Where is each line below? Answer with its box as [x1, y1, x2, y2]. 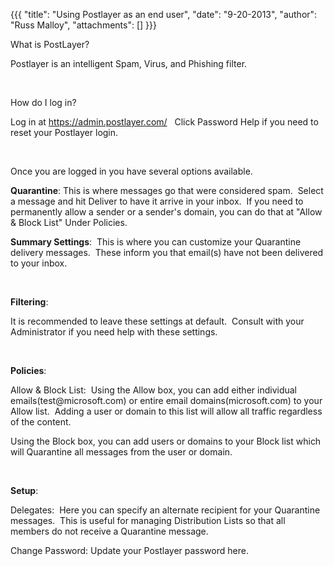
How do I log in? [10, 97, 77, 108]
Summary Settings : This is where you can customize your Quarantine [10, 236, 302, 248]
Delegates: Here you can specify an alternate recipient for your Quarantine [10, 504, 321, 516]
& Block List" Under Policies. [10, 217, 128, 228]
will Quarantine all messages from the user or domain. [10, 446, 233, 458]
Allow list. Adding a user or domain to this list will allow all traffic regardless [10, 405, 323, 417]
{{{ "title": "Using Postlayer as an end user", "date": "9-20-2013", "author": [10, 9, 318, 20]
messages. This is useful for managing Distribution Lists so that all [10, 515, 286, 526]
